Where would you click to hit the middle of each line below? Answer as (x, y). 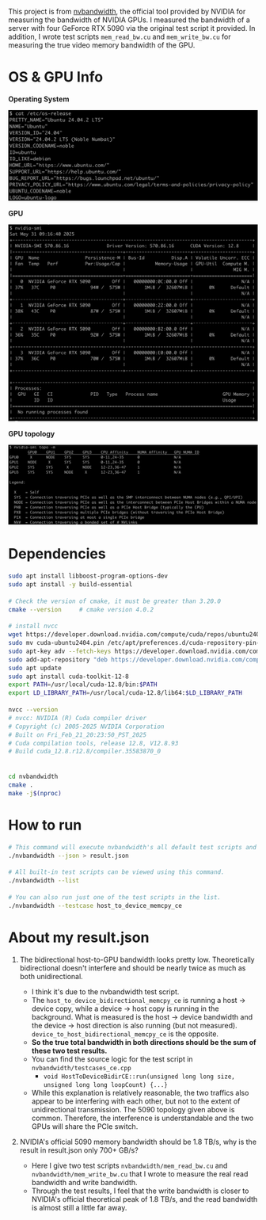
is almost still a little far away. (79, 1207)
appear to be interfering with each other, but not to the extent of (136, 1101)
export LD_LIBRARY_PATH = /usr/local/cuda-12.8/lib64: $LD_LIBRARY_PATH (125, 693)
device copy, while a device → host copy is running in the (125, 1008)
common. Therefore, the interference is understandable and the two (142, 1118)
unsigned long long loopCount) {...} (105, 1085)
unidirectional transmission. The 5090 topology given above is (133, 1109)
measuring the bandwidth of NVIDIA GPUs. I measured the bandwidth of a (129, 20)
